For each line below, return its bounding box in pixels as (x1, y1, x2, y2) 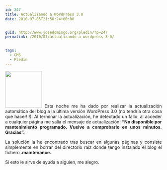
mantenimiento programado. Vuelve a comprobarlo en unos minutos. (5, 124, 162, 130)
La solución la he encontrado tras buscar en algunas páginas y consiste (5, 139, 162, 145)
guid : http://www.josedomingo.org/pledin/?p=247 (5, 30, 108, 35)
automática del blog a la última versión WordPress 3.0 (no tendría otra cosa (5, 108, 162, 114)
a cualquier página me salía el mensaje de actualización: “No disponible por (5, 118, 162, 124)
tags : (5, 48, 16, 53)
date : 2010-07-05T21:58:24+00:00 (5, 16, 75, 21)
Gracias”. (5, 129, 25, 135)
